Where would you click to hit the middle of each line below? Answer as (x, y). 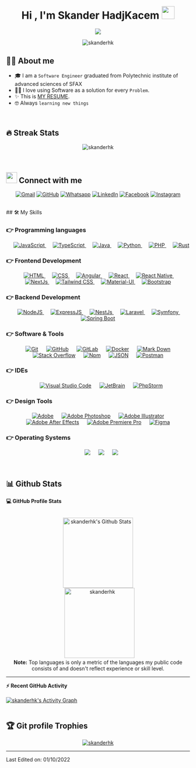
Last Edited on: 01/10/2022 (38, 760)
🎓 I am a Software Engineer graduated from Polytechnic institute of (96, 75)
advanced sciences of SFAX (48, 84)
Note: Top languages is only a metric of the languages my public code (98, 662)
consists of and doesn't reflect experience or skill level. (98, 669)
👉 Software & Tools (35, 334)
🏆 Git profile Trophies (47, 726)
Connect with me (50, 180)
